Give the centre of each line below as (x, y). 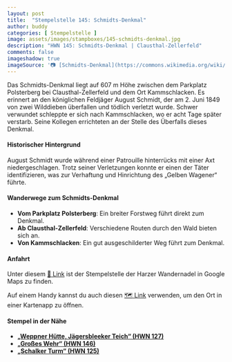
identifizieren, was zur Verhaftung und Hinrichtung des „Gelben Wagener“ (112, 174)
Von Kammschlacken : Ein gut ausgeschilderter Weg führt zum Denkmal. (121, 243)
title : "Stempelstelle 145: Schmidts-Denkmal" (77, 20)
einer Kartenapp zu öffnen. (46, 305)
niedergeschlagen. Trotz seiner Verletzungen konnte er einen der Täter (108, 168)
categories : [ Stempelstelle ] (52, 33)
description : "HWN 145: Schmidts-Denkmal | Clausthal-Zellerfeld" (105, 46)
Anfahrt (19, 259)
